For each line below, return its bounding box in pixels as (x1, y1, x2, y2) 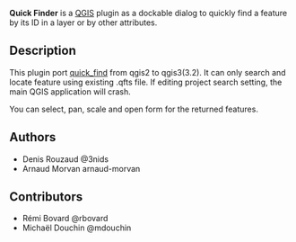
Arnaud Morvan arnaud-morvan (22, 163, 141, 174)
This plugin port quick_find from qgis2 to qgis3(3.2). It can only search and (9, 67, 286, 77)
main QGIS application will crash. (9, 85, 132, 97)
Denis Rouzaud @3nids (22, 153, 109, 165)
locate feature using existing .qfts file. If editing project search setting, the (9, 76, 283, 87)
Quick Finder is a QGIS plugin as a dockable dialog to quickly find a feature (9, 8, 288, 18)
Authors (9, 130, 57, 145)
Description (9, 43, 76, 58)
